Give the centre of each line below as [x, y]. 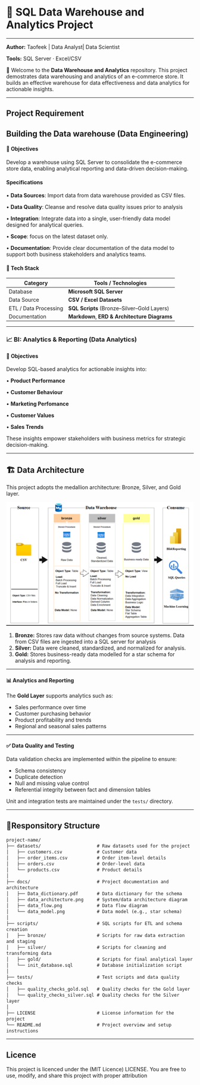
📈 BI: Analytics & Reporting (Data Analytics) [71, 339]
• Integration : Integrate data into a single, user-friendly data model [88, 219]
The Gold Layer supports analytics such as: [60, 696]
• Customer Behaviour [35, 392]
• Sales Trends [25, 427]
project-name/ [24, 840]
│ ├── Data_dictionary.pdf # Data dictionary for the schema [94, 894]
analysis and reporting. [43, 661]
